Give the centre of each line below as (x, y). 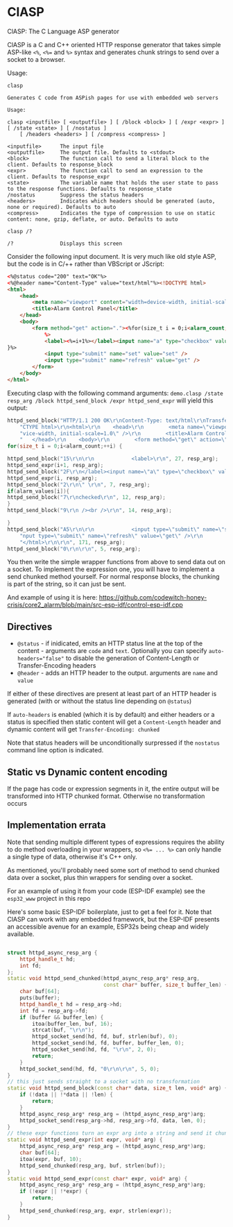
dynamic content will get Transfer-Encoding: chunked (84, 729)
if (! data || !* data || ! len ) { (66, 1095)
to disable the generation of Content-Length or (132, 658)
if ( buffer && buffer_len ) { (62, 1017)
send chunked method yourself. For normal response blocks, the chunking (113, 577)
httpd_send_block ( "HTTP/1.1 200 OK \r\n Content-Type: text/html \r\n (107, 421)
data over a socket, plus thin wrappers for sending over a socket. (100, 877)
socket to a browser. (36, 59)
